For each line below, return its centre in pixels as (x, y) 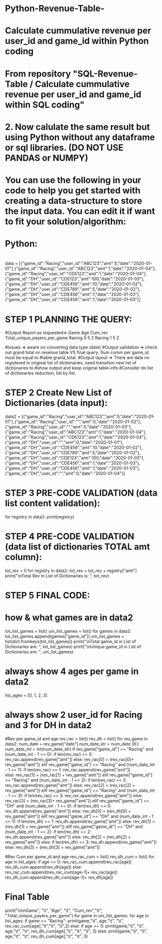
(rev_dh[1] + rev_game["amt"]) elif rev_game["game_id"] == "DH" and (74, 827)
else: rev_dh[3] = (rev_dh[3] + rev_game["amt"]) (53, 847)
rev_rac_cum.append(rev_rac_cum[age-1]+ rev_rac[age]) (61, 872)
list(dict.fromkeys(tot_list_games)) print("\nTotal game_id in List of (71, 641)
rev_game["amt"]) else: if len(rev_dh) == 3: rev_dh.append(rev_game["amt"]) (81, 842)
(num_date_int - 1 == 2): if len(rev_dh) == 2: (48, 832)
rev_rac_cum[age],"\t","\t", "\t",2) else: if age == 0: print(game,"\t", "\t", (75, 926)
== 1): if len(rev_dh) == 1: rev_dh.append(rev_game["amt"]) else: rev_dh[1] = (80, 821)
